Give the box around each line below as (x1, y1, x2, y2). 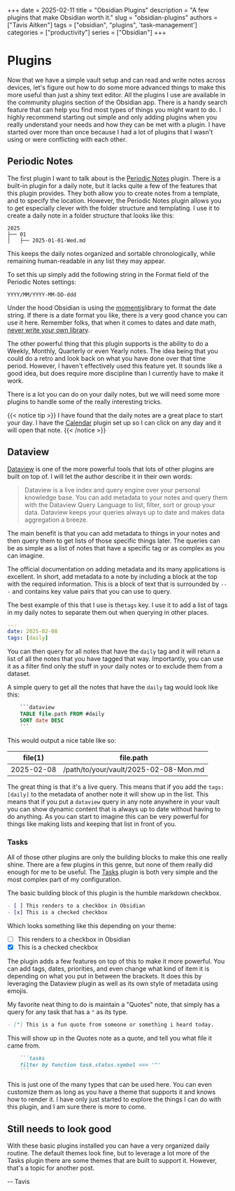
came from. (7, 1041, 41, 1050)
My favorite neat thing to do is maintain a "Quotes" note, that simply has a (7, 1000, 220, 1008)
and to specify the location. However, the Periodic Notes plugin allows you (7, 196, 222, 205)
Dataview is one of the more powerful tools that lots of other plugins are (7, 464, 215, 473)
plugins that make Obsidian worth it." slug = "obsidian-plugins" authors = (7, 13, 218, 22)
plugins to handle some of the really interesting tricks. (7, 397, 162, 406)
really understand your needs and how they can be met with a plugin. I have (7, 120, 226, 129)
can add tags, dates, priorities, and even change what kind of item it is (7, 964, 210, 973)
